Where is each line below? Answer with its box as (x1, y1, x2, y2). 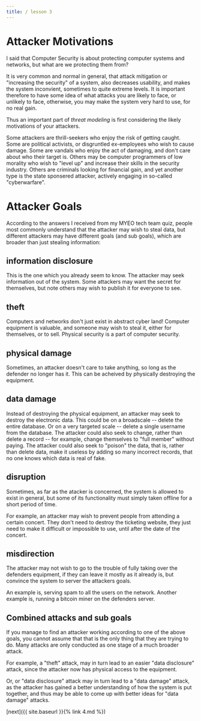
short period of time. (6, 500, 57, 507)
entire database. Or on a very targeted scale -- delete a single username (6, 422, 185, 429)
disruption (6, 472, 46, 482)
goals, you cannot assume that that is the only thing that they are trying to (6, 635, 189, 642)
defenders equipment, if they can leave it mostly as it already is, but (6, 571, 174, 578)
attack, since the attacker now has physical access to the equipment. (6, 666, 178, 673)
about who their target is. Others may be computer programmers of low (6, 153, 183, 160)
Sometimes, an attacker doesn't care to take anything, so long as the (6, 363, 176, 371)
